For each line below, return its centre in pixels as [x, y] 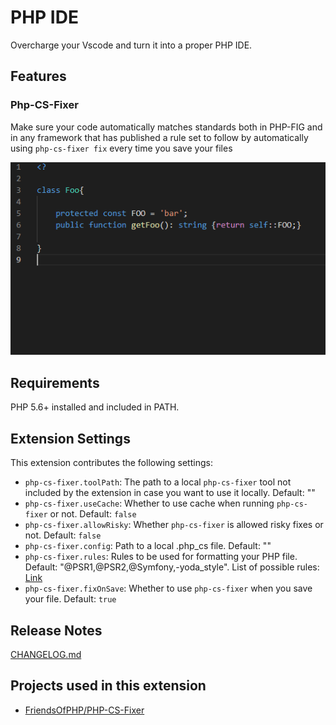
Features [38, 76]
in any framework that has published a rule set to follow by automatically [159, 137]
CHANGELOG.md [46, 654]
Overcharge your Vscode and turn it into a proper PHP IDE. [131, 45]
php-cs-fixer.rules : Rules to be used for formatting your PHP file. [161, 557]
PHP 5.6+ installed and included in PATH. [95, 407]
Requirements [55, 382]
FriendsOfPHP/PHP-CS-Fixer [84, 710]
